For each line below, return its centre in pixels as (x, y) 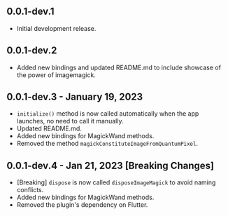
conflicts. (30, 190)
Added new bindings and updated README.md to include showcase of (119, 67)
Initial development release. (56, 28)
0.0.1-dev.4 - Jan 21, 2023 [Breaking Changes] (111, 165)
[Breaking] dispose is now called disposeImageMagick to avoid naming (116, 182)
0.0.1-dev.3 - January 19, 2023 (75, 97)
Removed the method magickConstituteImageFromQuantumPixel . (107, 144)
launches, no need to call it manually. (70, 121)
